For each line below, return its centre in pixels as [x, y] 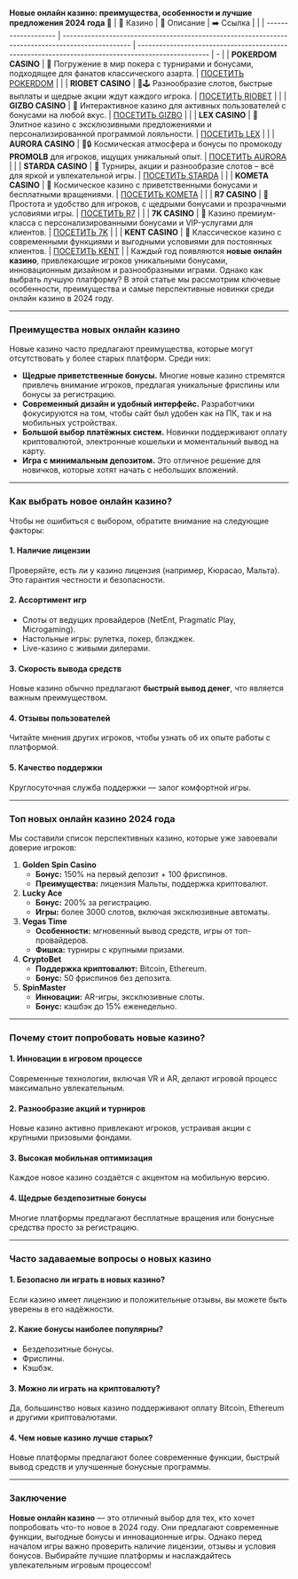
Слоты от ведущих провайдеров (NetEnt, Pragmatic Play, [129, 620]
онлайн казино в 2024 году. [62, 298]
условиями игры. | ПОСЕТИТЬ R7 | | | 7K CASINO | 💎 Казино [123, 213]
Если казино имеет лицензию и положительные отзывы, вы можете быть [148, 1299]
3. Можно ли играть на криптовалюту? [85, 1388]
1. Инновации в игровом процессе [76, 1059]
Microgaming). [49, 629]
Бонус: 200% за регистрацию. [94, 902]
